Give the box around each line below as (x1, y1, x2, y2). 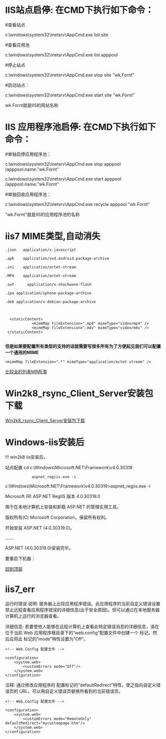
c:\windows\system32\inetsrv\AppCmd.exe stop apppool (5, 161, 121, 167)
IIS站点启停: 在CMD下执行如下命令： (5, 4, 154, 16)
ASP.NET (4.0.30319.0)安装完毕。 (5, 545, 74, 551)
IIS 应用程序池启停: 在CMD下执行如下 (5, 122, 156, 133)
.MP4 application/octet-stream (5, 273, 77, 278)
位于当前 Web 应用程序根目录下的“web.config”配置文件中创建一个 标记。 (5, 630, 153, 636)
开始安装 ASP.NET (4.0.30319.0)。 (5, 525, 75, 531)
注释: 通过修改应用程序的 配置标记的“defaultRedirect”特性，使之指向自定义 (5, 682, 157, 688)
